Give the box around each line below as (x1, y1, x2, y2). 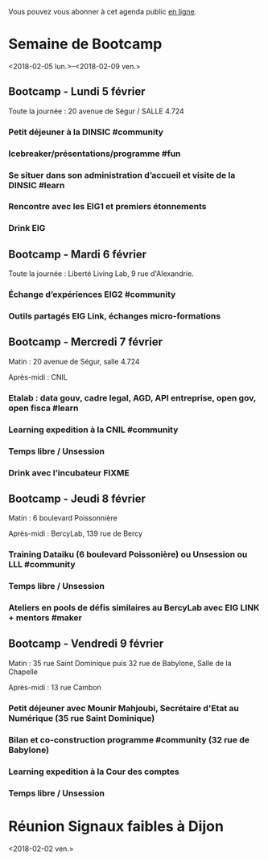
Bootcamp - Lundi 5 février (8, 84, 146, 99)
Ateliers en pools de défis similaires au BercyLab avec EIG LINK (8, 603, 260, 614)
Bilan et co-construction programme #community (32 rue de (8, 734, 249, 745)
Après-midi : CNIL (8, 372, 68, 381)
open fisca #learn (8, 402, 79, 414)
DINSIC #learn (8, 179, 65, 191)
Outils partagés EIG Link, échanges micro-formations (8, 311, 221, 322)
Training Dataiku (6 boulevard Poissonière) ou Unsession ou (8, 549, 248, 560)
